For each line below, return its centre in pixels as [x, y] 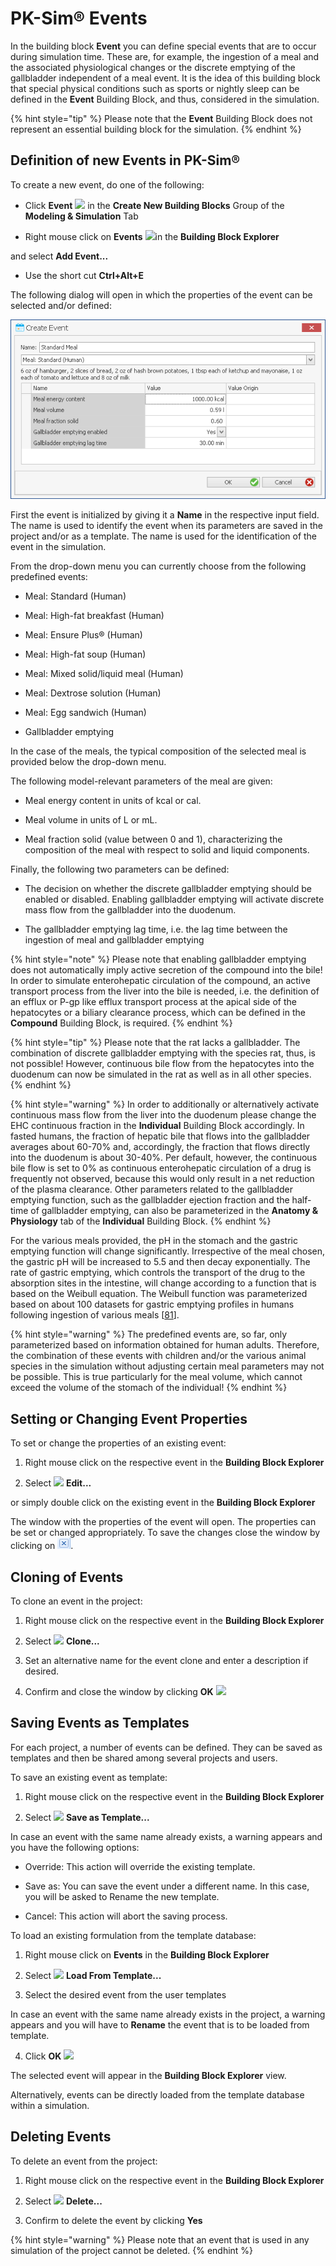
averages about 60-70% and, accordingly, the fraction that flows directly [160, 1147]
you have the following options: [75, 1847]
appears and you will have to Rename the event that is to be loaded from [160, 2024]
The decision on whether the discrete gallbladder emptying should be [168, 889]
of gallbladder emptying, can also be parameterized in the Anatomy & [174, 1211]
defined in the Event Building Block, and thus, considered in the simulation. [165, 99]
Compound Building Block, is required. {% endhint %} [121, 1023]
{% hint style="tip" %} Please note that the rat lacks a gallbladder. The [155, 1043]
